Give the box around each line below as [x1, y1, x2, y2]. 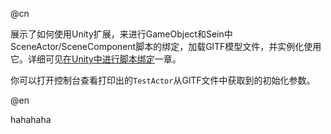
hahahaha [10, 114, 52, 125]
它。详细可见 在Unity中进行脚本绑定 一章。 [10, 53, 182, 65]
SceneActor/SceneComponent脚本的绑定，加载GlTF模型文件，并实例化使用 [10, 41, 322, 52]
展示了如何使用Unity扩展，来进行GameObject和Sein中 [10, 28, 233, 40]
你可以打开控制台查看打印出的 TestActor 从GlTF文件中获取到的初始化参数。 [10, 74, 316, 86]
